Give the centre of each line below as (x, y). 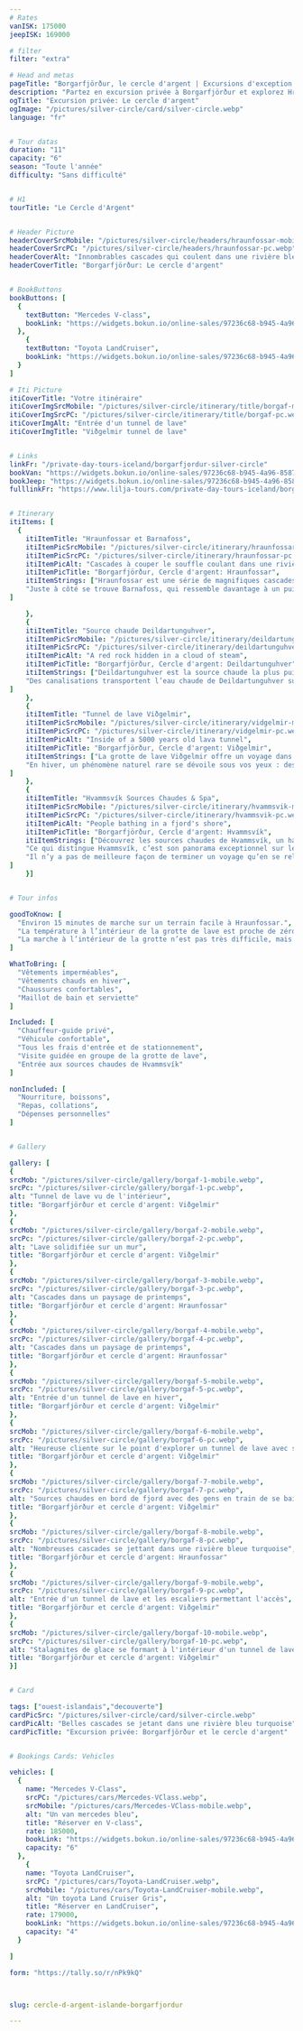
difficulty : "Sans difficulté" (68, 175)
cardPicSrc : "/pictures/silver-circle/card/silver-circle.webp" (133, 1715)
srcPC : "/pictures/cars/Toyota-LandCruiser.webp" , (123, 1881)
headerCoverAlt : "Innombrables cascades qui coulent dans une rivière (145, 257)
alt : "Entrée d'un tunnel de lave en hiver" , (96, 1398)
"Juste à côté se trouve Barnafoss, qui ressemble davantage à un (153, 589)
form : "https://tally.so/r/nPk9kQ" (76, 1972)
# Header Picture (42, 232)
